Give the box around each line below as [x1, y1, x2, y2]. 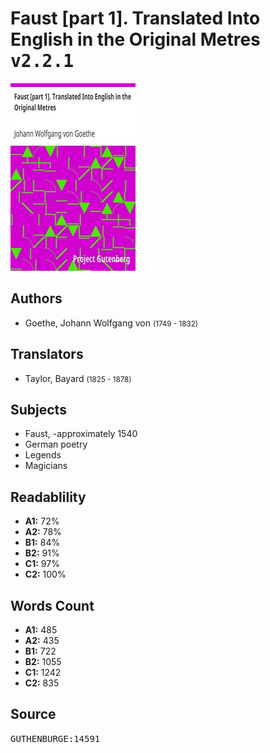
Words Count [10, 597, 95, 614]
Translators [10, 346, 84, 363]
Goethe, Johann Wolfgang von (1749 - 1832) [24, 317, 198, 329]
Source [10, 706, 57, 723]
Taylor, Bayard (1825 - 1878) [24, 372, 132, 384]
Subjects [10, 401, 67, 418]
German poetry [24, 438, 88, 451]
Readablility [10, 488, 87, 506]
